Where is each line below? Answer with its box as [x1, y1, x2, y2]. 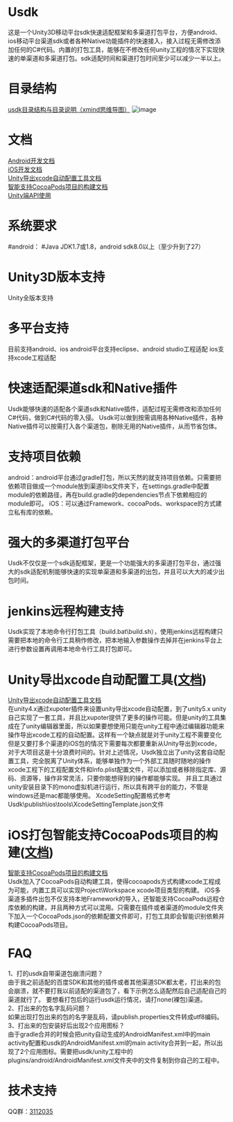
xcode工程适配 [13, 353, 56, 362]
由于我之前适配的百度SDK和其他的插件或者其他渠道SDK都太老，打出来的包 [8, 978, 221, 987]
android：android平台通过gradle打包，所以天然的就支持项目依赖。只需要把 [8, 473, 222, 481]
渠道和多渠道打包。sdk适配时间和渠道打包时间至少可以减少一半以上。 [26, 53, 225, 62]
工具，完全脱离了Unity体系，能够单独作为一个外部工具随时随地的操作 [13, 757, 212, 765]
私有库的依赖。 [13, 508, 57, 516]
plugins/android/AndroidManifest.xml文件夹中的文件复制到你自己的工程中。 [8, 1056, 224, 1064]
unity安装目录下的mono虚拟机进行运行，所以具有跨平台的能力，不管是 [8, 782, 209, 792]
